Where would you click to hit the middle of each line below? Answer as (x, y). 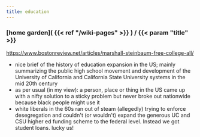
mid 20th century (36, 83)
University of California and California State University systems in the (100, 77)
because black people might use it (57, 102)
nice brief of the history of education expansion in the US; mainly (95, 64)
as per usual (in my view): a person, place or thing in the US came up (100, 89)
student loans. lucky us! (44, 127)
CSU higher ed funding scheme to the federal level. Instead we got (97, 121)
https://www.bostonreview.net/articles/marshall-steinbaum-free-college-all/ (100, 53)
